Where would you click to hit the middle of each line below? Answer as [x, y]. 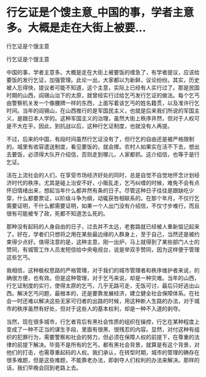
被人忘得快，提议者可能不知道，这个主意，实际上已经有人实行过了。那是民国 [103, 87]
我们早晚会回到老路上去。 [49, 367]
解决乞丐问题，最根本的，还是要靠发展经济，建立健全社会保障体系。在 [105, 293]
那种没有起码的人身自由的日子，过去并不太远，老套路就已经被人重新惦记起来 [103, 226]
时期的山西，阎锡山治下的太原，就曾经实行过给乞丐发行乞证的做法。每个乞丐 [103, 95]
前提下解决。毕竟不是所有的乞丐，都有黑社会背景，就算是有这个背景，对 [108, 344]
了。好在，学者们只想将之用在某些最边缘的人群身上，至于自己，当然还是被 [100, 234]
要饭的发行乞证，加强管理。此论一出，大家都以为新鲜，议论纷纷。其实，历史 [103, 80]
